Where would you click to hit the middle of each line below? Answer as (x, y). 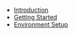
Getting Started (35, 17)
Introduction (31, 10)
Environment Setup (41, 24)
